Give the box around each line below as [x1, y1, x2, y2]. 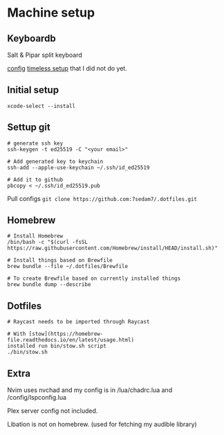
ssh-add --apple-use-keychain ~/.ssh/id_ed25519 [7, 164, 150, 171]
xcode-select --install [7, 103, 76, 109]
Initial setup [7, 85, 59, 96]
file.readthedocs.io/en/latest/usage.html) [7, 337, 135, 344]
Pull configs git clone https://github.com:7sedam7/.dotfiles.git [7, 194, 198, 202]
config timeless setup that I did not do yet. [7, 64, 128, 72]
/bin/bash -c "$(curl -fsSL [7, 239, 88, 246]
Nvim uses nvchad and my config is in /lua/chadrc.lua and [7, 386, 173, 394]
